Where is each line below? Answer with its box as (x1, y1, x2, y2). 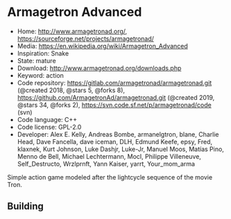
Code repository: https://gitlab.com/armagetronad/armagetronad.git (17, 78, 212, 87)
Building (7, 200, 44, 212)
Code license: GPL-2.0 (17, 123, 82, 131)
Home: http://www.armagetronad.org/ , (17, 27, 128, 35)
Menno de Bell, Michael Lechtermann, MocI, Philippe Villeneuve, (17, 152, 201, 160)
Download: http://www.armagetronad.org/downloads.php (17, 64, 182, 72)
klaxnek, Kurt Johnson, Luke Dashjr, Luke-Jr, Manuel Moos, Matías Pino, (17, 145, 224, 153)
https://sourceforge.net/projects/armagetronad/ (17, 34, 155, 42)
